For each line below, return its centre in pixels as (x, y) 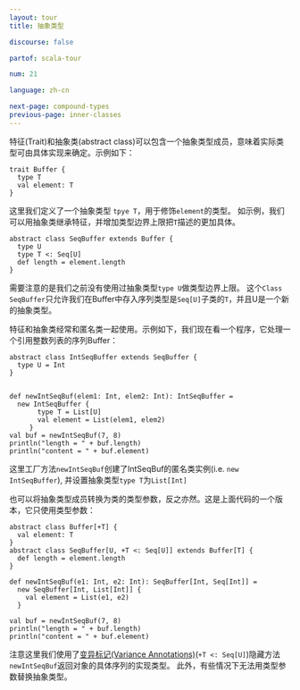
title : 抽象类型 (37, 26)
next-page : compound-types (59, 107)
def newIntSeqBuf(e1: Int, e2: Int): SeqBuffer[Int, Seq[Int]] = (133, 582)
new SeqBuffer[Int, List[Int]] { (79, 589)
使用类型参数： (67, 509)
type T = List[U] (69, 412)
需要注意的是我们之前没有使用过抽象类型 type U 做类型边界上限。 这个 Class (146, 288)
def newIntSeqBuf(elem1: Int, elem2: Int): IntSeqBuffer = (121, 396)
